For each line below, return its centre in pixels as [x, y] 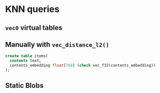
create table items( [27, 56]
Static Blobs [24, 86]
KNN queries [32, 9]
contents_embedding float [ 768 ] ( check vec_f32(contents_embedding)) [83, 65]
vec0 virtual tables [34, 28]
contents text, [26, 61]
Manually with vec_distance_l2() [57, 44]
